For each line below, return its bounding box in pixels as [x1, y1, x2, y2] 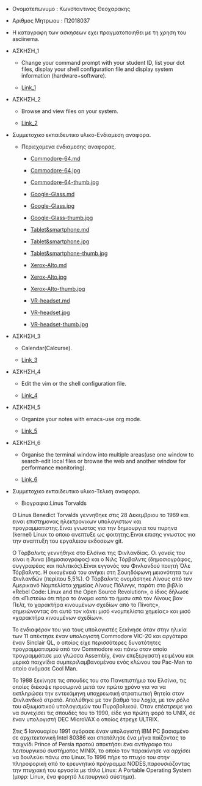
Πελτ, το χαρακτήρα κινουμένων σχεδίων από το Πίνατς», [12, 601, 161, 608]
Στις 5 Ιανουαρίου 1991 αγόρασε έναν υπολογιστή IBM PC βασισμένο [12, 727, 189, 735]
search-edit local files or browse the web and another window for [21, 458, 186, 465]
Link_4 [21, 392, 38, 399]
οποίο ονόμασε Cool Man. [12, 665, 78, 672]
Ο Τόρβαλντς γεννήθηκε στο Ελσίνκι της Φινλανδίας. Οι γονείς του [12, 549, 186, 556]
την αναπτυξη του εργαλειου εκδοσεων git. [12, 537, 123, 545]
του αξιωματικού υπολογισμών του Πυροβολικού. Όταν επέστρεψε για [12, 703, 193, 710]
